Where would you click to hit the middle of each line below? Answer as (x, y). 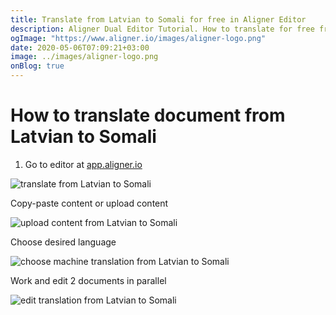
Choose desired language (63, 242)
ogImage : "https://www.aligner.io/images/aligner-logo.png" (138, 38)
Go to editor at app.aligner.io (83, 164)
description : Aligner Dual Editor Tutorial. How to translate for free (162, 29)
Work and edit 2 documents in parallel (88, 280)
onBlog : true (37, 66)
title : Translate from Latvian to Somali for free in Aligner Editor (158, 19)
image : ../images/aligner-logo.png (84, 57)
